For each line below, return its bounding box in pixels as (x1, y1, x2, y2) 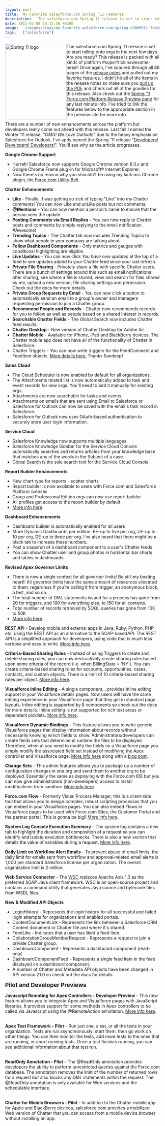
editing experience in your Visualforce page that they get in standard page (5, 697, 156, 702)
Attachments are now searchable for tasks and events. (12, 393, 123, 399)
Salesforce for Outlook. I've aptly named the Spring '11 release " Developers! (5, 137, 159, 143)
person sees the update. (12, 212, 62, 217)
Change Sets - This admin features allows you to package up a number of (5, 763, 156, 769)
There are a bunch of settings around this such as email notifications (12, 269, 151, 275)
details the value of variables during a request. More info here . (5, 839, 132, 845)
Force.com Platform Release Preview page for (66, 96, 160, 101)
